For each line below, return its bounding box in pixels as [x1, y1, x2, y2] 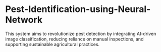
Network [5, 14, 43, 25]
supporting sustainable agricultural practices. [5, 41, 100, 47]
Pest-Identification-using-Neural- [5, 3, 151, 15]
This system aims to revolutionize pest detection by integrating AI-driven [5, 30, 156, 36]
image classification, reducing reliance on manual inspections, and [5, 36, 144, 42]
